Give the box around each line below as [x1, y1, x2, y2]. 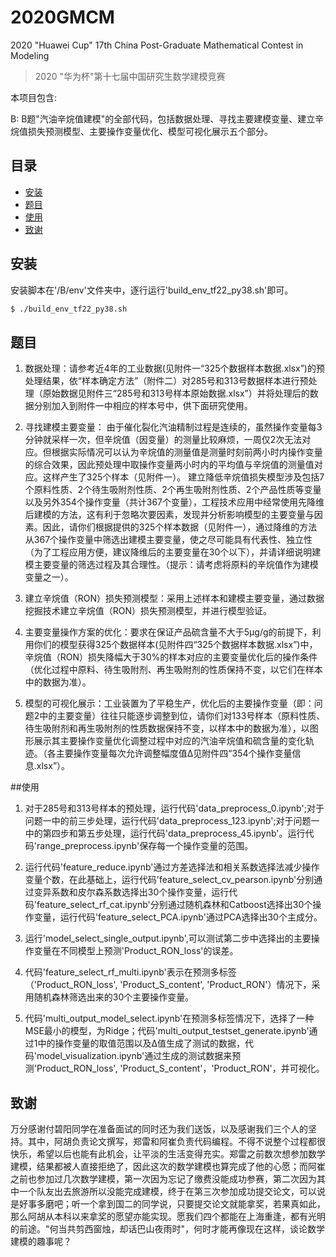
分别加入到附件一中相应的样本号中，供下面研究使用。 [33, 400, 253, 412]
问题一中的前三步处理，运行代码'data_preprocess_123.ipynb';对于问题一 [24, 815, 320, 827]
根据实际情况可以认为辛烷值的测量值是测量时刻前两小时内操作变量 [51, 446, 323, 458]
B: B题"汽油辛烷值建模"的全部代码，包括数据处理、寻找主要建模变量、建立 [10, 112, 316, 125]
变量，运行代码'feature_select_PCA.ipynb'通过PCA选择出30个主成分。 [33, 911, 323, 923]
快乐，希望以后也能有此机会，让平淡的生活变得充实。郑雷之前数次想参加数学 [10, 1148, 326, 1160]
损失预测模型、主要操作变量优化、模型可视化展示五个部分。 [27, 125, 273, 137]
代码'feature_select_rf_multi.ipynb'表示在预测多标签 [24, 966, 237, 978]
